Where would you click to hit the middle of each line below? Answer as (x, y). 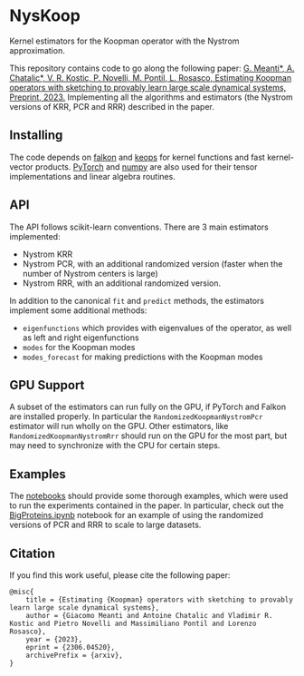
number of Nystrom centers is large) (90, 273)
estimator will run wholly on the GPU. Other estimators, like (119, 426)
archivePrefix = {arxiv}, (75, 655)
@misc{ (22, 592)
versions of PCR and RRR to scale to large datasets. (105, 525)
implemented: (35, 236)
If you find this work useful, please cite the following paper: (120, 575)
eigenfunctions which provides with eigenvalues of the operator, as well (157, 328)
